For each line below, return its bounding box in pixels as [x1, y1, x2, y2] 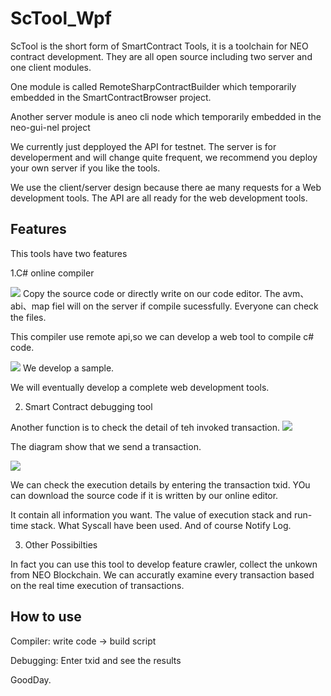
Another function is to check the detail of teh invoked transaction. [10, 421, 281, 433]
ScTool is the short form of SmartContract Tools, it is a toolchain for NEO [10, 40, 309, 52]
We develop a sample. [22, 362, 115, 374]
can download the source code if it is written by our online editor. [10, 489, 279, 501]
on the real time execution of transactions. [10, 579, 185, 591]
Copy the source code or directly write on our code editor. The [22, 287, 281, 299]
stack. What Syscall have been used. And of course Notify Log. [30, 519, 292, 531]
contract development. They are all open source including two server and [10, 50, 313, 62]
